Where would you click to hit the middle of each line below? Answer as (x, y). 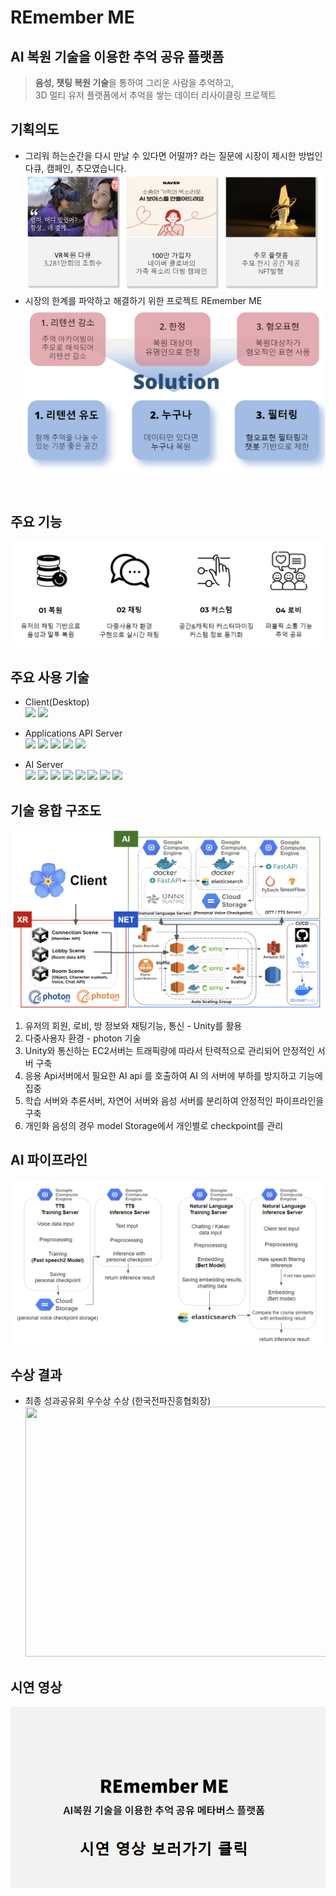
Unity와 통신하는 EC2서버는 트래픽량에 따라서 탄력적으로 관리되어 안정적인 (169, 1050)
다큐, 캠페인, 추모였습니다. (75, 168)
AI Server (44, 765)
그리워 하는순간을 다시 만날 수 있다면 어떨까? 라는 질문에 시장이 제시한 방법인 (173, 155)
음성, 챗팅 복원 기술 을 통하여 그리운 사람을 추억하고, (134, 82)
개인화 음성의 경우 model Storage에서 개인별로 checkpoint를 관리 (154, 1125)
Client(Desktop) (57, 702)
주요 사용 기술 (50, 677)
